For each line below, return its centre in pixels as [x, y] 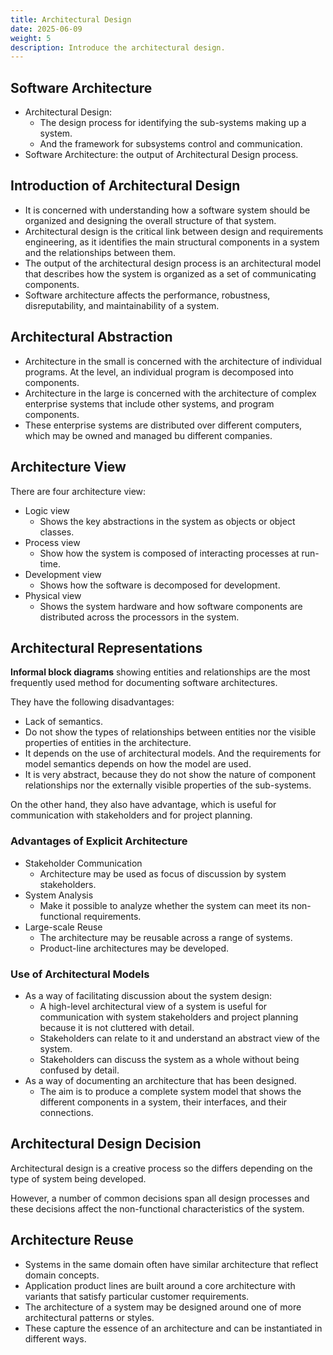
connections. [66, 1112]
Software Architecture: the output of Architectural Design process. [161, 155]
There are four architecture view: [78, 491]
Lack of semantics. [64, 722]
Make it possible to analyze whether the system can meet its [164, 905]
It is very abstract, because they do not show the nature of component [170, 775]
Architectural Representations [106, 647]
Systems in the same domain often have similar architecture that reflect [171, 1264]
